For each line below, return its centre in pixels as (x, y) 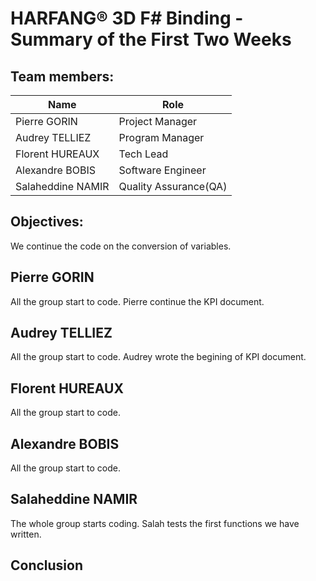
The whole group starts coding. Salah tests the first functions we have (155, 523)
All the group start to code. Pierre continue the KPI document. (137, 301)
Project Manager (158, 121)
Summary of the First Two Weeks (151, 39)
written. (26, 534)
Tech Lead (143, 154)
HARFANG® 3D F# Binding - (127, 18)
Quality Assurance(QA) (173, 186)
